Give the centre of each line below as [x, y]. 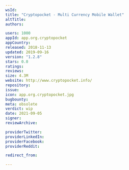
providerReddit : [22, 146]
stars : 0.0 [17, 61]
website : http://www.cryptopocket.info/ [49, 81]
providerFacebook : [25, 142]
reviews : [15, 71]
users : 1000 [18, 33]
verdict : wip [19, 109]
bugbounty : [17, 99]
